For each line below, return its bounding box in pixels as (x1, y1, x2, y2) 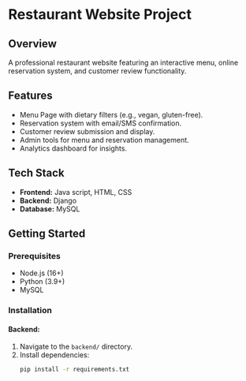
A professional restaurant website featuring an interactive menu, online (8, 58, 239, 67)
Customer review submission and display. (19, 126, 155, 136)
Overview (8, 37, 58, 50)
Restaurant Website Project (8, 6, 192, 24)
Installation (8, 305, 53, 316)
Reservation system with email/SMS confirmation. (19, 118, 182, 128)
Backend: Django (19, 196, 77, 205)
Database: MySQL (19, 204, 80, 214)
